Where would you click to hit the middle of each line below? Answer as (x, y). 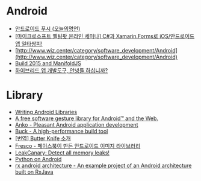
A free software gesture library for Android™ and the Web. (86, 118)
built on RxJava (34, 172)
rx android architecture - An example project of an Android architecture (103, 165)
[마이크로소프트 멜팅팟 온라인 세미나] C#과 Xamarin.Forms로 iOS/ (92, 36)
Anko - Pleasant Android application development (76, 124)
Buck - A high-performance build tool (61, 131)
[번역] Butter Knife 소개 (43, 138)
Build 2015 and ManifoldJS (48, 63)
